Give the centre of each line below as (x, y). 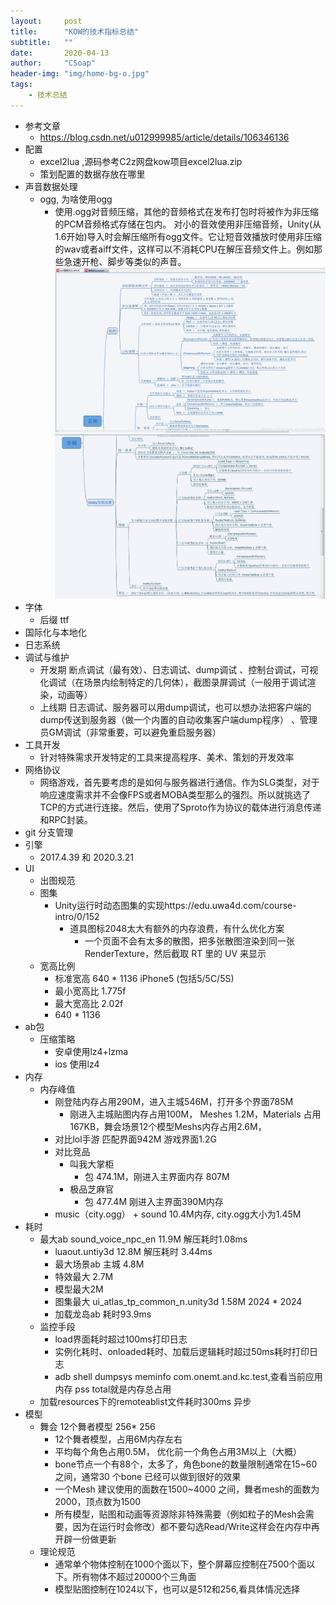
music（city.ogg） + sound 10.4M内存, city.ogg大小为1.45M (178, 1214)
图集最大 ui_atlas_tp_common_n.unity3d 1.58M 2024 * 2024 (178, 1301)
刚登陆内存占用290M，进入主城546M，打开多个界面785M (174, 1101)
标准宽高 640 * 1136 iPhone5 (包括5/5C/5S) (144, 978)
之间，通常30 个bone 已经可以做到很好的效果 (148, 1476)
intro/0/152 (77, 916)
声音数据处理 (51, 186)
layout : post (46, 21)
